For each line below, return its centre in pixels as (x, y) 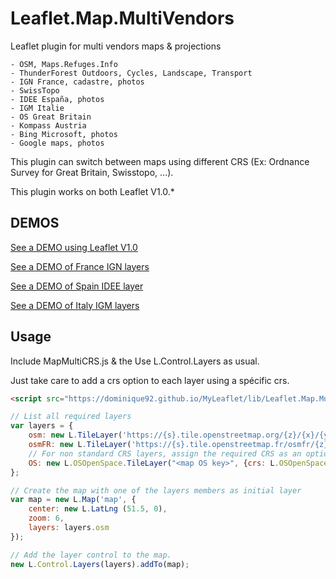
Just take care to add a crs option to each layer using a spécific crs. (150, 380)
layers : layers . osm (69, 528)
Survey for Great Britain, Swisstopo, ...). (92, 172)
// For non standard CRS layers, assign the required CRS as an (165, 453)
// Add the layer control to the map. (91, 555)
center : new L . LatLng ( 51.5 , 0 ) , (98, 509)
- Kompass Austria (48, 125)
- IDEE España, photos (57, 99)
